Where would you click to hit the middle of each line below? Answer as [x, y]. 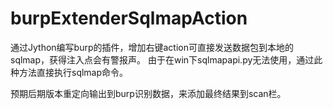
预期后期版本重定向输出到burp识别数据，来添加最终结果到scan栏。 [148, 93]
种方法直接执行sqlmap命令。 [69, 72]
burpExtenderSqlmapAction [129, 18]
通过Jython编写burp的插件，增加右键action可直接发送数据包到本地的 [152, 47]
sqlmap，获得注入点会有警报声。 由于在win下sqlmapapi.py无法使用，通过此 [166, 59]
